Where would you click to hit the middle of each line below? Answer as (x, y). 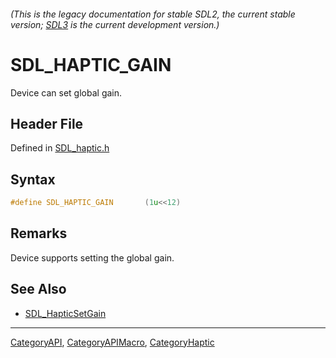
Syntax (33, 179)
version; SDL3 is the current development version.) (115, 24)
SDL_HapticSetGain (65, 313)
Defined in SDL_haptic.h (60, 148)
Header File (47, 123)
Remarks (39, 233)
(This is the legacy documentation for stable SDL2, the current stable (153, 14)
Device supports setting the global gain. (92, 257)
